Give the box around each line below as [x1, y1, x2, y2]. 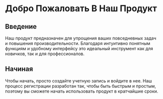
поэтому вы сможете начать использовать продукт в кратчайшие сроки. [5, 88, 159, 94]
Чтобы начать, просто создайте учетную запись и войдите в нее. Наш [5, 78, 152, 83]
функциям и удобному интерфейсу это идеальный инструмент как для [5, 46, 153, 51]
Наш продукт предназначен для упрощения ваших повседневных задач [5, 35, 157, 41]
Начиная [5, 65, 33, 73]
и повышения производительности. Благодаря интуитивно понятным [5, 40, 150, 46]
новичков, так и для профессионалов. [5, 51, 85, 57]
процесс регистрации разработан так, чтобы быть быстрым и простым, [5, 83, 156, 89]
